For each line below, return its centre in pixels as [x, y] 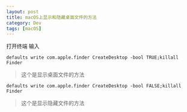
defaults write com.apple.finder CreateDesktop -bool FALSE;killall [94, 86]
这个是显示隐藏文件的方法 [53, 103]
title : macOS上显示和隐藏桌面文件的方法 [52, 17]
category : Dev [24, 23]
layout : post [23, 12]
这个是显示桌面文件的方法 [53, 75]
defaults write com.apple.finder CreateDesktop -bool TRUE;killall [93, 57]
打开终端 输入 [23, 46]
